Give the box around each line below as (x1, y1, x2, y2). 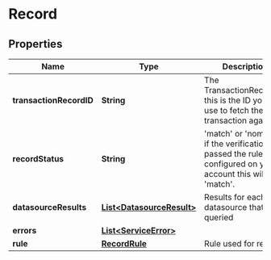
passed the (204, 149, 247, 159)
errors (12, 225, 37, 236)
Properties (8, 37, 63, 51)
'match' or (204, 128, 244, 139)
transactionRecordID (12, 94, 94, 106)
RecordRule (101, 238, 147, 249)
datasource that (204, 202, 265, 212)
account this (204, 169, 252, 179)
